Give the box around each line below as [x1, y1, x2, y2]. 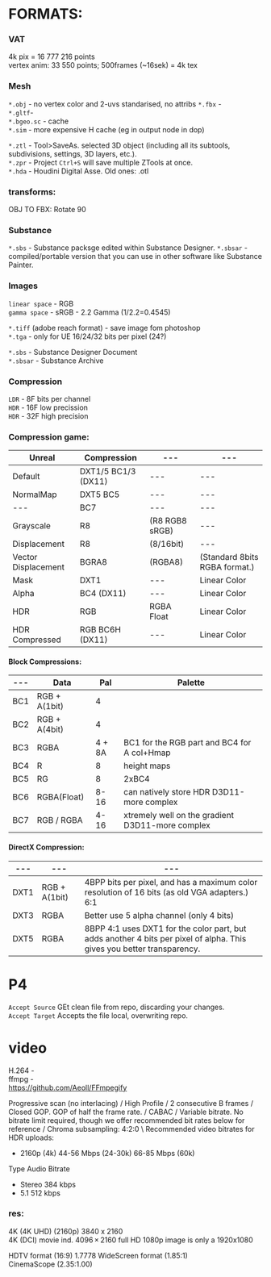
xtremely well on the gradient [123, 810, 234, 821]
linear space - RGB [8, 298, 74, 308]
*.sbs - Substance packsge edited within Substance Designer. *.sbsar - [8, 243, 248, 252]
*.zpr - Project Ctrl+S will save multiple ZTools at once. [8, 157, 194, 167]
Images [8, 280, 39, 291]
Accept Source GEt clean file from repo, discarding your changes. [8, 1002, 225, 1012]
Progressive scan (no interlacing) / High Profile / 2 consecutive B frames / [8, 1098, 254, 1108]
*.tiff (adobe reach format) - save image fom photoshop [8, 323, 201, 332]
